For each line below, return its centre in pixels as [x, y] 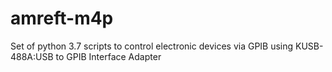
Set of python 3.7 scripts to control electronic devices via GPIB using [152, 46]
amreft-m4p [62, 18]
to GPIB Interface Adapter [108, 56]
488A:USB [32, 56]
